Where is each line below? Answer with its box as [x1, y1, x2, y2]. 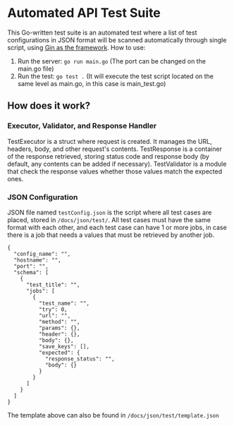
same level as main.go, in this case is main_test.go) [17, 79, 166, 87]
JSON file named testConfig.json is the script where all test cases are [7, 208, 212, 217]
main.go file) [17, 64, 54, 73]
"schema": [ [13, 269, 49, 276]
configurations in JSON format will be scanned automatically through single [7, 35, 227, 44]
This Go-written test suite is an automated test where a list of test [7, 28, 197, 37]
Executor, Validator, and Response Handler [7, 121, 157, 131]
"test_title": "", [25, 281, 80, 288]
